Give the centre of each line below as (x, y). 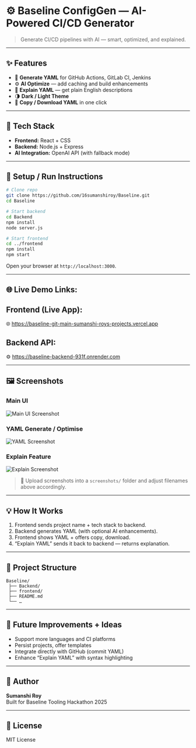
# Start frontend (27, 238)
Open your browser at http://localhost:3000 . (61, 266)
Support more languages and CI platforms (65, 639)
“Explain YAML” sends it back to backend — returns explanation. (92, 544)
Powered (28, 23)
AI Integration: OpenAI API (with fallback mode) (72, 153)
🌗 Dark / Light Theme (41, 96)
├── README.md (26, 596)
